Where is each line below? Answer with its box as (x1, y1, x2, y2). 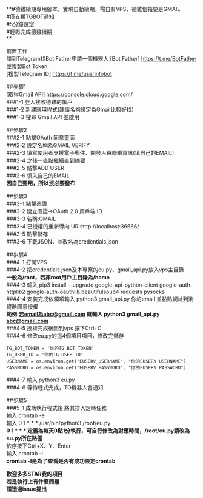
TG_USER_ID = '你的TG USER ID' (6, 352, 84, 358)
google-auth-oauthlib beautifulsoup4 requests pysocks (26, 288, 165, 295)
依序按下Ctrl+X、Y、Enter (6, 442, 72, 449)
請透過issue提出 (6, 485, 47, 493)
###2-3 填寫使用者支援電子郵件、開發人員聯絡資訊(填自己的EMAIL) (6, 149, 175, 156)
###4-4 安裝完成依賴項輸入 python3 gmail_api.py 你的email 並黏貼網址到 (6, 295, 189, 302)
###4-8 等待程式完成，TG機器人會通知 (6, 384, 104, 391)
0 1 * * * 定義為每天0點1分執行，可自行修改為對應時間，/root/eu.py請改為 (6, 427, 190, 434)
